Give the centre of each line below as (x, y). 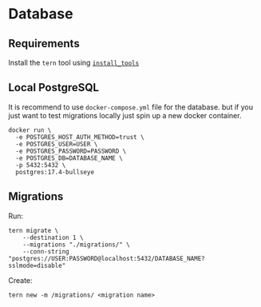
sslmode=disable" (37, 265)
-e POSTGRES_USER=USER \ (57, 144)
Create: (21, 280)
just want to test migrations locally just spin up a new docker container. (125, 115)
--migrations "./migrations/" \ (76, 245)
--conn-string (46, 251)
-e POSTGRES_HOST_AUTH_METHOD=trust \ (80, 137)
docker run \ (30, 130)
